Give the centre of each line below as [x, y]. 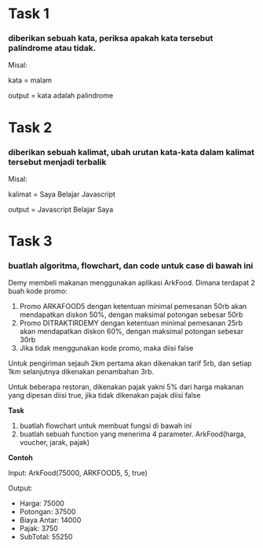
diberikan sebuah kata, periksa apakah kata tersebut [111, 39]
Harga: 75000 [42, 503]
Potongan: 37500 [47, 512]
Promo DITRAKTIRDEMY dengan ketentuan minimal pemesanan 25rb [131, 323]
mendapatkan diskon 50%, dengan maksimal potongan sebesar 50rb [131, 314]
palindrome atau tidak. [52, 48]
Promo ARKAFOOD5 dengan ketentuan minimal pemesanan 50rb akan [133, 307]
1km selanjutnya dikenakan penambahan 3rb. [81, 372]
